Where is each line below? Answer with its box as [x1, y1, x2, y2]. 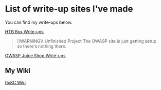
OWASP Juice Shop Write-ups [5, 52, 66, 59]
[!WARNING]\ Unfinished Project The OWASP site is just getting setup [17, 38, 157, 44]
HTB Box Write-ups [5, 29, 44, 34]
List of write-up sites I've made [5, 3, 133, 15]
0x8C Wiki [5, 79, 26, 85]
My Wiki [5, 67, 31, 75]
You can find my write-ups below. [5, 19, 72, 25]
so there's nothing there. [17, 43, 67, 49]
